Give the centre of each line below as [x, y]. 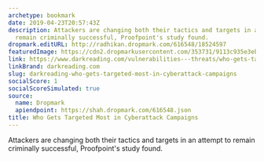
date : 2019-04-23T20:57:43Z [54, 23]
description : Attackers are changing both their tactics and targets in [130, 30]
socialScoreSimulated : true [54, 88]
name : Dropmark [40, 103]
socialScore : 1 [33, 81]
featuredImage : [33, 52]
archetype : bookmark [42, 15]
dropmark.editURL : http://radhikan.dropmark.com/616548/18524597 [117, 45]
